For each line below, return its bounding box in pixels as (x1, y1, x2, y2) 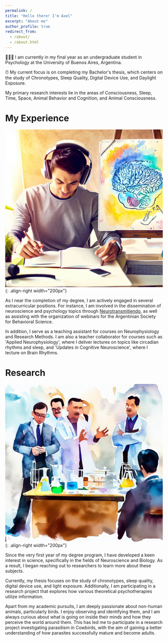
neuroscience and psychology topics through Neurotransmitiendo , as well (5, 308, 157, 314)
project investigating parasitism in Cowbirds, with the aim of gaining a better (5, 624, 162, 630)
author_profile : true (5, 24, 50, 29)
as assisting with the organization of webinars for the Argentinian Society (5, 313, 156, 319)
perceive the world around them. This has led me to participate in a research (5, 619, 163, 625)
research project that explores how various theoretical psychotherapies (5, 588, 152, 594)
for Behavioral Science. (5, 318, 53, 325)
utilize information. (5, 593, 43, 599)
